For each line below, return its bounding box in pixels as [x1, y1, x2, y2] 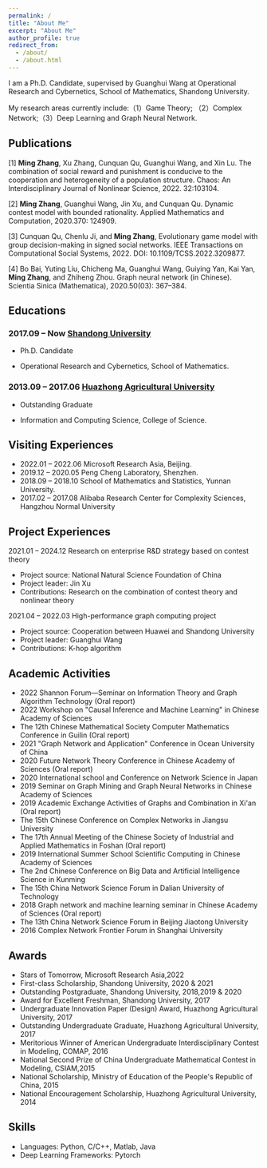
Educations [8, 304, 66, 318]
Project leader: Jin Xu [19, 578, 92, 588]
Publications [8, 137, 73, 150]
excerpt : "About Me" [8, 26, 77, 34]
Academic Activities [8, 666, 111, 680]
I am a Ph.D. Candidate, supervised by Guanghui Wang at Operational [8, 77, 237, 88]
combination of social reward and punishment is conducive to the [8, 166, 223, 176]
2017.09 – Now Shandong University [8, 328, 151, 339]
